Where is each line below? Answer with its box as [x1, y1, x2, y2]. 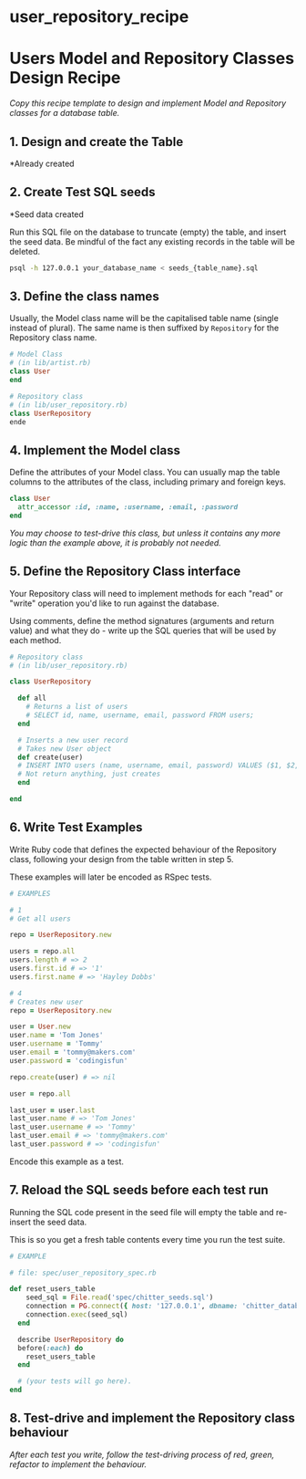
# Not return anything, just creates [17, 769, 161, 779]
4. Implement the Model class [9, 443, 180, 458]
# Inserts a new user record [17, 735, 128, 745]
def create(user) [17, 753, 84, 762]
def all [17, 693, 47, 703]
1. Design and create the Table [9, 134, 184, 150]
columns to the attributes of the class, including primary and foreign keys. [9, 476, 287, 487]
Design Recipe [9, 68, 121, 89]
